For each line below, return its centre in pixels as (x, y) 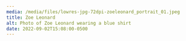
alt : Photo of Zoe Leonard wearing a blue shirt (69, 23)
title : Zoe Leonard (31, 17)
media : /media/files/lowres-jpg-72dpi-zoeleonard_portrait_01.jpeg (93, 12)
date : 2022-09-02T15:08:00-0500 (47, 29)
